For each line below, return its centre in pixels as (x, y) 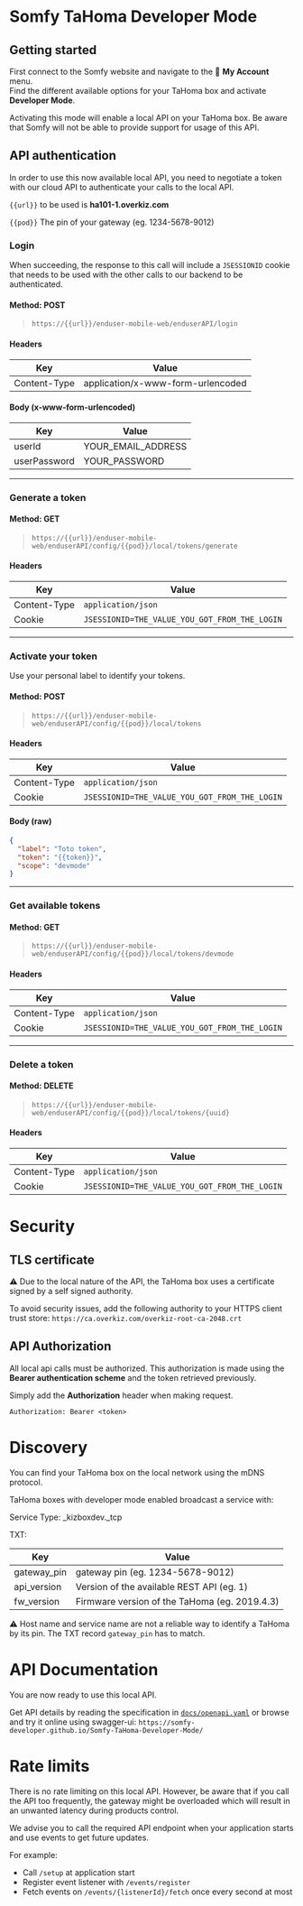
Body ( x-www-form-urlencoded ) (73, 407)
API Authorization (60, 1346)
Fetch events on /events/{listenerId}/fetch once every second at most (157, 1892)
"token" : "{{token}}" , (60, 857)
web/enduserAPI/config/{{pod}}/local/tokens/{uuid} (130, 1113)
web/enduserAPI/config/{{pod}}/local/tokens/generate (134, 546)
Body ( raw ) (31, 821)
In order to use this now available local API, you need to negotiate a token (146, 177)
